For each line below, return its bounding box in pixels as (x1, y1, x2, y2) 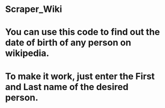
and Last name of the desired (5, 81, 128, 92)
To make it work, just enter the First (5, 70, 155, 82)
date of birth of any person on (5, 37, 131, 48)
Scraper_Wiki (5, 3, 62, 15)
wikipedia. (5, 47, 49, 59)
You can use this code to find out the (5, 26, 160, 38)
